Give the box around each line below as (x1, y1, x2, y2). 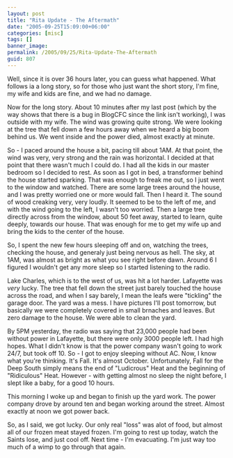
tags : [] (7, 36, 33, 43)
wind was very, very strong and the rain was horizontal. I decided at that (7, 153, 214, 161)
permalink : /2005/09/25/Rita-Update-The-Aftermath (7, 49, 157, 56)
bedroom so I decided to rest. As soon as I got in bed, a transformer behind (7, 168, 223, 176)
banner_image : (7, 42, 49, 49)
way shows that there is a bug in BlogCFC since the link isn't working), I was (7, 110, 226, 118)
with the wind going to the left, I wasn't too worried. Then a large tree (7, 205, 206, 213)
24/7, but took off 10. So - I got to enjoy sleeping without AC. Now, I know (7, 349, 217, 357)
